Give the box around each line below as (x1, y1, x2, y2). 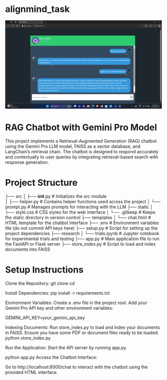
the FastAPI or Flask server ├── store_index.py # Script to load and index (5, 241, 156, 247)
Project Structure (5, 177, 78, 188)
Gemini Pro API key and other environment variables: (5, 305, 113, 311)
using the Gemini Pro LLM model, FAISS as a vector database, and (5, 143, 141, 149)
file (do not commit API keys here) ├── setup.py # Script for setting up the (5, 225, 158, 231)
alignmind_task (5, 3, 70, 15)
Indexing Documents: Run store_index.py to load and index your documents (5, 325, 160, 331)
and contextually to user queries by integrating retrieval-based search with (5, 154, 158, 160)
